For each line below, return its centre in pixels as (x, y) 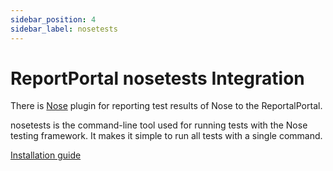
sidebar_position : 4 (53, 19)
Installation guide (46, 155)
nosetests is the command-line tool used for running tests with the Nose (159, 125)
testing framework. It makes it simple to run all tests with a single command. (166, 136)
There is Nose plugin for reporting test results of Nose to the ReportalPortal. (166, 106)
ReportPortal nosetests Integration (157, 78)
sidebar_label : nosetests (64, 29)
